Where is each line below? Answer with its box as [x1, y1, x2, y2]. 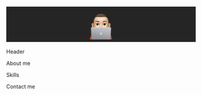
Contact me [6, 82, 35, 90]
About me [6, 60, 31, 67]
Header [6, 47, 25, 55]
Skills [6, 71, 20, 78]
